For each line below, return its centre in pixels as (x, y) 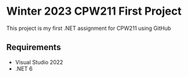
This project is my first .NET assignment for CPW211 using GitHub (89, 28)
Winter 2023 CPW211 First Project (94, 11)
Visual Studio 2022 (39, 62)
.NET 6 (24, 68)
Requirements (34, 47)
